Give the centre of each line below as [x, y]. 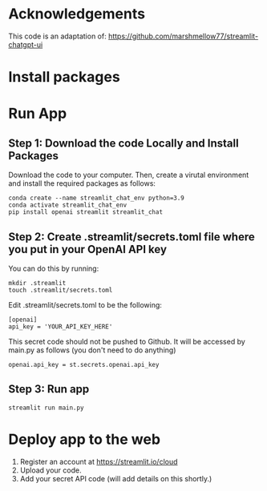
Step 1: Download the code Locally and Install [123, 143]
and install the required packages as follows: [82, 183]
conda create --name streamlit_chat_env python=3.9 [96, 198]
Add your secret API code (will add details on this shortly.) [116, 478]
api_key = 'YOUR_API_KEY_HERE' [61, 326]
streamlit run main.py [46, 408]
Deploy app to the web [85, 439]
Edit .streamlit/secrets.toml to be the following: [85, 304]
